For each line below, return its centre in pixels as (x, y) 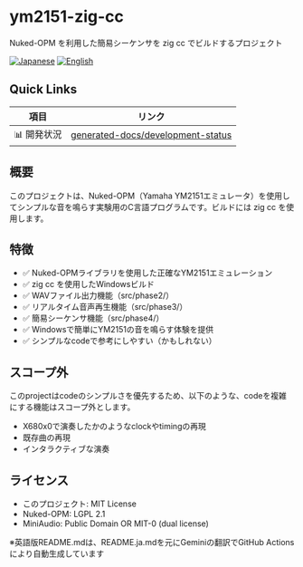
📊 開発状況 (38, 134)
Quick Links (43, 89)
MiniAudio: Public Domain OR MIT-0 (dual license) (116, 524)
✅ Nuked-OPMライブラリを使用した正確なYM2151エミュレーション (147, 273)
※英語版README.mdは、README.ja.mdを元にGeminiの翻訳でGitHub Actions (152, 542)
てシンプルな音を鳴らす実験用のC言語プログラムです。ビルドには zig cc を (148, 207)
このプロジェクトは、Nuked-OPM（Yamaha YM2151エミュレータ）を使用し (150, 196)
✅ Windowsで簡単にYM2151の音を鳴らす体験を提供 (118, 330)
